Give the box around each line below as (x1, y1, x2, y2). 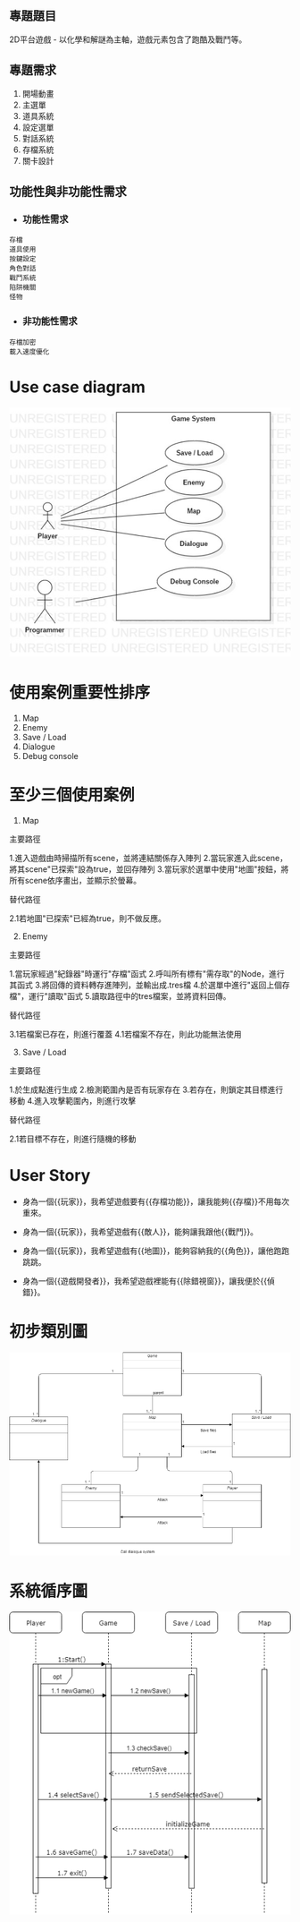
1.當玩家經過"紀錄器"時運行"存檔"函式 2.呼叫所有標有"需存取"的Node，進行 (9, 968, 286, 978)
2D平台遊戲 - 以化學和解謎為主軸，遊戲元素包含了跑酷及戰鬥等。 (9, 34, 247, 45)
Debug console (21, 750, 79, 761)
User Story (9, 1166, 91, 1186)
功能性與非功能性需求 (9, 184, 127, 200)
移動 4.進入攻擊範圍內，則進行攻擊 (9, 1095, 137, 1106)
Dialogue (21, 741, 55, 752)
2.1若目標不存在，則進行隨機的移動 (9, 1133, 137, 1144)
